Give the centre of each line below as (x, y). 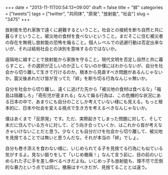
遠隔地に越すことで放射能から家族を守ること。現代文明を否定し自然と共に (82, 59)
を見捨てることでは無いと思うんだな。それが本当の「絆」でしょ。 (73, 137)
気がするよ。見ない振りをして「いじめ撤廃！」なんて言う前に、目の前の (80, 155)
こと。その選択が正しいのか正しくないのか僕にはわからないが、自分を (86, 66)
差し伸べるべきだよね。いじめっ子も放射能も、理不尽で (97, 161)
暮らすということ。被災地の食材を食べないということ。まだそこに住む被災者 (84, 36)
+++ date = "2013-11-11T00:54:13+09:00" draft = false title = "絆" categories (84, 7)
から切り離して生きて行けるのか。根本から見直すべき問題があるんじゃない (86, 72)
